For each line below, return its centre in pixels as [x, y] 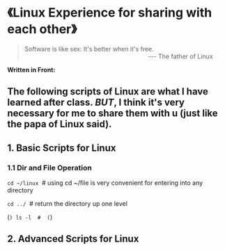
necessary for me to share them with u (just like [113, 114]
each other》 [42, 30]
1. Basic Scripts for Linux [62, 148]
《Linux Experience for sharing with [110, 13]
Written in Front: [31, 70]
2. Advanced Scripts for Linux [73, 239]
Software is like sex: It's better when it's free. [89, 49]
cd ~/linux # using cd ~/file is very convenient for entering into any [105, 183]
